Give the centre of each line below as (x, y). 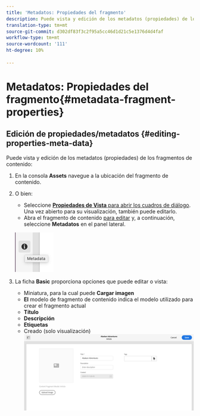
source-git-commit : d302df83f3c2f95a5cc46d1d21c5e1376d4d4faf (85, 32)
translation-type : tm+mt (37, 25)
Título (31, 312)
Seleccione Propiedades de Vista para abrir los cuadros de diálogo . (107, 205)
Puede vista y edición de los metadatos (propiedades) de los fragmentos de (99, 157)
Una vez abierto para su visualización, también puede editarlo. (100, 211)
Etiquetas (36, 324)
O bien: (24, 193)
